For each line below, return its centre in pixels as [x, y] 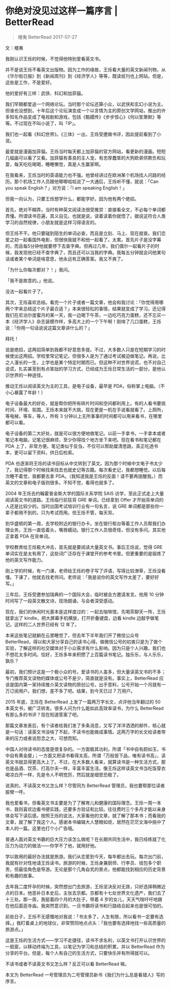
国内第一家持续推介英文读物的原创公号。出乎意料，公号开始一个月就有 [88, 684]
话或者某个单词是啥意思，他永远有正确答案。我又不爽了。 [65, 259]
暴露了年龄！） [30, 392]
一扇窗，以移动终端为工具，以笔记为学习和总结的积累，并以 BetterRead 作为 [85, 947]
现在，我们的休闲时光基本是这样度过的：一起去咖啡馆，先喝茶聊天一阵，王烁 [85, 612]
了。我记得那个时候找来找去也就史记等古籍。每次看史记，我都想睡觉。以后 [83, 469]
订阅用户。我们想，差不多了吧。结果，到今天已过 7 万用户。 [72, 691]
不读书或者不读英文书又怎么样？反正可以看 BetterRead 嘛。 [67, 964]
